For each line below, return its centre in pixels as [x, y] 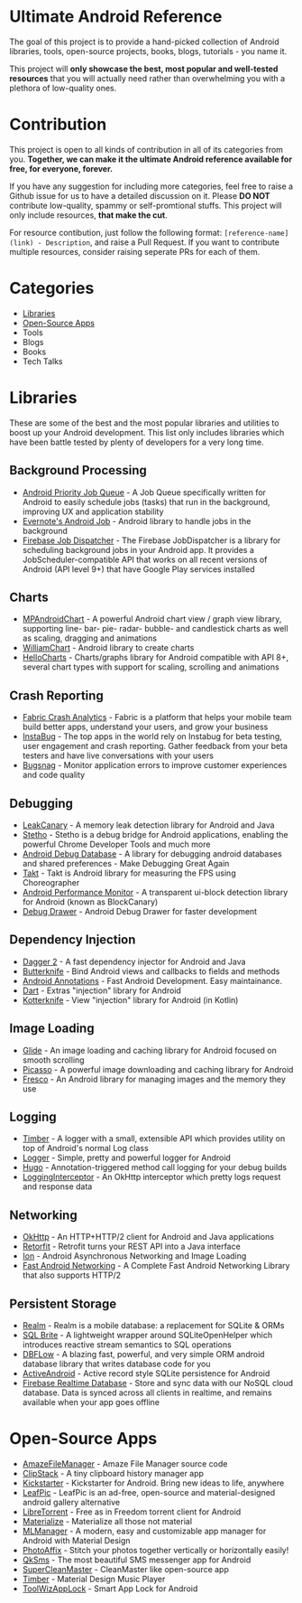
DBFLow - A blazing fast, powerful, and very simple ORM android [143, 1355]
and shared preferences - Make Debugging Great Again [126, 863]
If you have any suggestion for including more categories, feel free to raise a [151, 186]
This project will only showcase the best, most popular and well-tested [144, 69]
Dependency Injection [73, 940]
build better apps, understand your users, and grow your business [145, 727]
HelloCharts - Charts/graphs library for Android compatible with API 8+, [156, 658]
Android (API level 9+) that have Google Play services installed [138, 569]
